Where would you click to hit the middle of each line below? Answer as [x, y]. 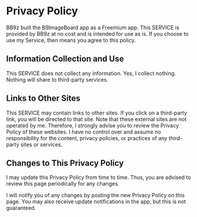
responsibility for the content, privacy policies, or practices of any [87, 138]
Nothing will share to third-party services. [57, 79]
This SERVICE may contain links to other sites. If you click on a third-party [97, 113]
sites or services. [41, 144]
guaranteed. [21, 208]
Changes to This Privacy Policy [65, 163]
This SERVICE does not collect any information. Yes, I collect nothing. [91, 73]
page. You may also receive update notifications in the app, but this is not [96, 201]
